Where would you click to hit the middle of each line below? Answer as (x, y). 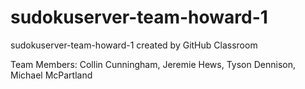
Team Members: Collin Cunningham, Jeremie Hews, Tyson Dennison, (153, 64)
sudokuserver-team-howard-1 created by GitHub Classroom (134, 45)
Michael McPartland (51, 75)
